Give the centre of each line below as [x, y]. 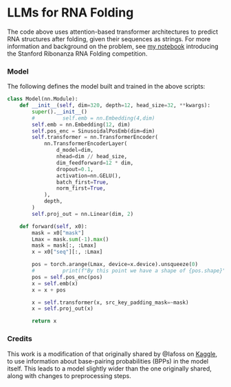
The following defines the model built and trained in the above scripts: [106, 87]
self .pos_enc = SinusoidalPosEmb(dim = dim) [93, 131]
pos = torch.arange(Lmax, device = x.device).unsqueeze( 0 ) [115, 265]
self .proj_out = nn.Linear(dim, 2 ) [83, 214]
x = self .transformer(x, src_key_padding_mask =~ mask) [110, 302]
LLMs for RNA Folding [70, 13]
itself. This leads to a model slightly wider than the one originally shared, [109, 368]
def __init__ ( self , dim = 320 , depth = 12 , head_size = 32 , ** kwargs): [115, 106]
